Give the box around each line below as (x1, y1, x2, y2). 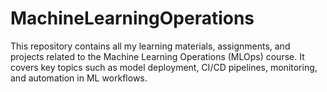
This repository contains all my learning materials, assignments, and (10, 40, 291, 52)
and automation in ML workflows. (10, 72, 148, 84)
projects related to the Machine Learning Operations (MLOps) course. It (10, 50, 305, 62)
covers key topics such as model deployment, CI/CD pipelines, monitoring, (10, 61, 318, 73)
